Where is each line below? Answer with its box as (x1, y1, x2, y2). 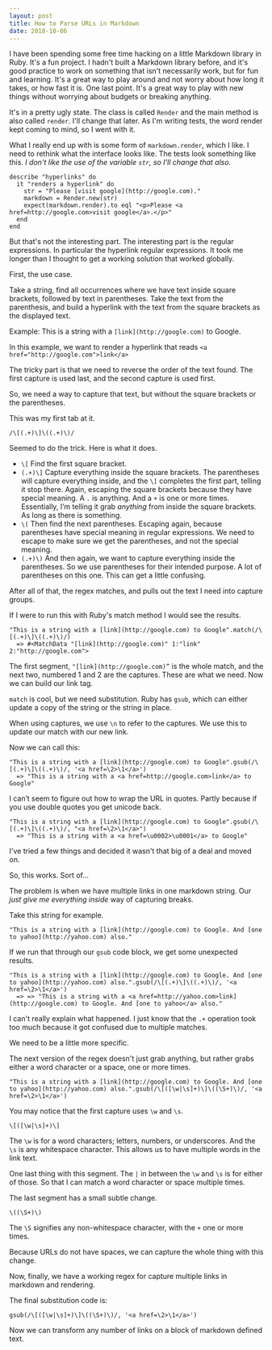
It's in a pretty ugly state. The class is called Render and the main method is (9, 107, 259, 117)
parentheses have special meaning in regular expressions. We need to (20, 528, 255, 537)
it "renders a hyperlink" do (16, 180, 115, 188)
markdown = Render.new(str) (23, 195, 118, 203)
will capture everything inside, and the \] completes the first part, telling (20, 476, 262, 486)
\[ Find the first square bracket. (20, 459, 128, 469)
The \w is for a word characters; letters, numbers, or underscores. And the (9, 1136, 256, 1146)
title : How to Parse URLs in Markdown (9, 19, 140, 27)
